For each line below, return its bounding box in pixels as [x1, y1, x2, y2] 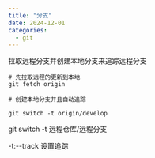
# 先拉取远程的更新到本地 [8, 73, 81, 81]
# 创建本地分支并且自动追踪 [8, 96, 87, 103]
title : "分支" [8, 11, 53, 20]
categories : [8, 26, 47, 34]
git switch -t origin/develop [8, 110, 108, 118]
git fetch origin [8, 81, 66, 88]
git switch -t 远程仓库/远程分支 [8, 124, 108, 134]
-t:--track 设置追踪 [8, 141, 69, 151]
